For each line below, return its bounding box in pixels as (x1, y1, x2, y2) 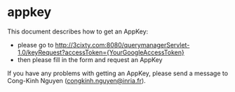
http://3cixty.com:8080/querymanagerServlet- (55, 40, 190, 49)
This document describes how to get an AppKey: (7, 27, 149, 36)
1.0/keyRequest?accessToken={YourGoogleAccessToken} (17, 48, 184, 56)
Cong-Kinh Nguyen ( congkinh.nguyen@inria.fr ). (7, 76, 146, 84)
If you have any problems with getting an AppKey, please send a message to (7, 69, 229, 77)
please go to (17, 40, 54, 49)
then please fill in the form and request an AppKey (17, 55, 163, 63)
